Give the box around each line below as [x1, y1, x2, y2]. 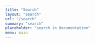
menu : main [5, 30, 28, 35]
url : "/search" [5, 16, 37, 21]
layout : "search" [5, 12, 41, 17]
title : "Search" [5, 7, 39, 12]
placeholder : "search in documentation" [5, 26, 91, 31]
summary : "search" [5, 21, 43, 26]
